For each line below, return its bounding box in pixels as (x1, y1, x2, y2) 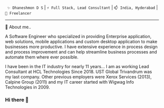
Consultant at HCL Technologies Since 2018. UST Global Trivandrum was (5, 69, 152, 74)
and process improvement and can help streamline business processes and (5, 49, 157, 54)
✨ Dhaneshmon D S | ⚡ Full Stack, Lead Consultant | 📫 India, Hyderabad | (7, 5, 158, 10)
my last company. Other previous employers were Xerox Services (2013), (5, 74, 152, 80)
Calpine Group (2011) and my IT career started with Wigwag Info (5, 79, 134, 85)
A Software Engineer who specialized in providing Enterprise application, (5, 34, 152, 39)
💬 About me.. (5, 24, 32, 30)
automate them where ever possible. (5, 54, 79, 60)
